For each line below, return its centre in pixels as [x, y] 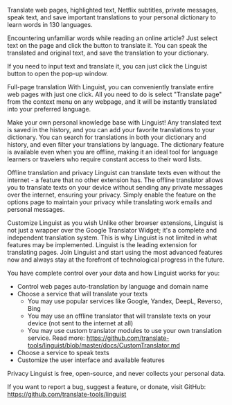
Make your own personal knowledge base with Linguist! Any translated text [114, 123]
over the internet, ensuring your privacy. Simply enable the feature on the [112, 195]
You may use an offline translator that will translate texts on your [119, 316]
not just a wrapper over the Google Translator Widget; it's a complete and [112, 230]
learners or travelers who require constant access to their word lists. [105, 159]
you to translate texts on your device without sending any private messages [115, 187]
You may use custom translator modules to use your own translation [124, 331]
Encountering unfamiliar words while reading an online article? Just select [113, 38]
